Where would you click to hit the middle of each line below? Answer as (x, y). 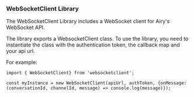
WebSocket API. (25, 27)
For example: (22, 62)
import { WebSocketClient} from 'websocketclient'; (70, 73)
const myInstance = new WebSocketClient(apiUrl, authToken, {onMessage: (96, 83)
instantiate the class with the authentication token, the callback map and (93, 45)
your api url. (20, 51)
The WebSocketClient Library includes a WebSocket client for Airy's (88, 21)
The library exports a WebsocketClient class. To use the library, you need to (97, 39)
